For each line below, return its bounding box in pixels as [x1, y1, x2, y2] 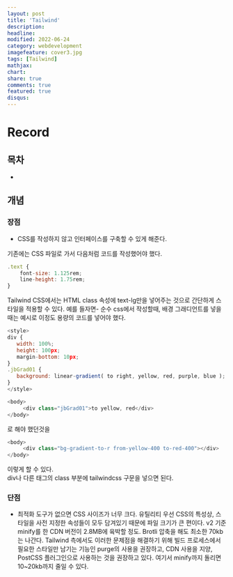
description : [7, 23, 45, 30]
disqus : [7, 95, 30, 102]
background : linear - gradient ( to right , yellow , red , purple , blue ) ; [16, 373, 226, 380]
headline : [7, 29, 36, 37]
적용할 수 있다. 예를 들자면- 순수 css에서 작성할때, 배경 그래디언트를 [25, 305, 209, 314]
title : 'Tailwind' [7, 17, 61, 24]
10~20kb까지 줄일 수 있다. [17, 562, 89, 571]
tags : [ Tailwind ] [7, 56, 58, 63]
